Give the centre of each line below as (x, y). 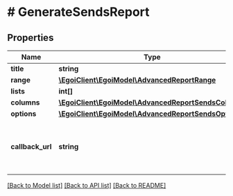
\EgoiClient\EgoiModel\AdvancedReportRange (137, 80)
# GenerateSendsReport (79, 12)
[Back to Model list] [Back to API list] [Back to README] (87, 185)
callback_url (31, 146)
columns (25, 103)
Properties (31, 38)
